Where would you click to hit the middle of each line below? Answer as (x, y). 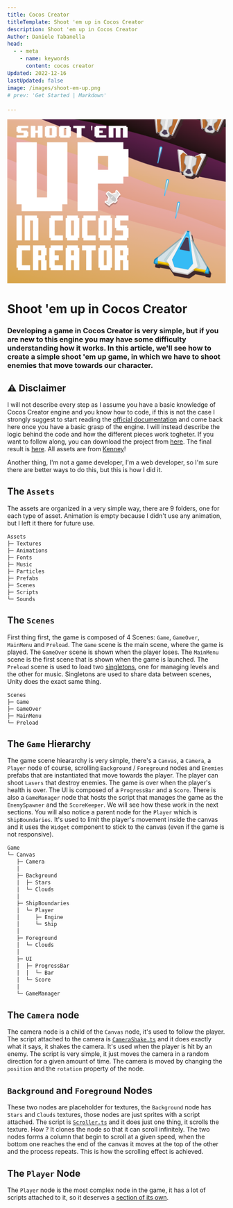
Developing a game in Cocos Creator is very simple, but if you (113, 331)
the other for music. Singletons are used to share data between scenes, (109, 674)
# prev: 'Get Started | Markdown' (57, 95)
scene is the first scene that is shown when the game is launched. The (108, 659)
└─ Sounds (21, 599)
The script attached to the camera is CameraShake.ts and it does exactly (109, 1039)
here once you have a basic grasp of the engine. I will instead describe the (114, 427)
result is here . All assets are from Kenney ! (67, 449)
